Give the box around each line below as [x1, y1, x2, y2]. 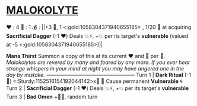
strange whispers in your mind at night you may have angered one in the [6, 65, 185, 72]
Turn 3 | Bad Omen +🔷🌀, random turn [6, 93, 98, 100]
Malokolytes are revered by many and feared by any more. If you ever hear [6, 59, 190, 66]
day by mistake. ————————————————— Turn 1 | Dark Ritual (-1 [6, 71, 192, 78]
